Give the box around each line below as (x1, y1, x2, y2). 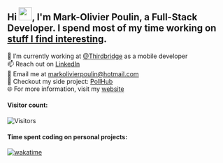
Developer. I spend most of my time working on (7, 22, 217, 34)
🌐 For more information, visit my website (7, 85, 124, 93)
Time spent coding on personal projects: (7, 132, 128, 141)
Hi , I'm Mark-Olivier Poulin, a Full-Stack (7, 11, 198, 23)
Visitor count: (7, 101, 48, 109)
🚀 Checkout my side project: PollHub (7, 77, 113, 85)
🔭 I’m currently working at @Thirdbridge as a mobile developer (7, 52, 188, 60)
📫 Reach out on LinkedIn (7, 59, 80, 68)
